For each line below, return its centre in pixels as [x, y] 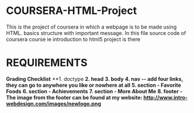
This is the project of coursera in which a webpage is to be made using [91, 27]
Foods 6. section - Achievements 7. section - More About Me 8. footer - [94, 91]
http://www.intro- [165, 97]
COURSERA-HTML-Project [72, 11]
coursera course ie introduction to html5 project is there [73, 39]
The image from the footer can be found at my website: [74, 97]
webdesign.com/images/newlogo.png [53, 104]
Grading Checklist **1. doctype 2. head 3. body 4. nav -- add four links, [95, 79]
